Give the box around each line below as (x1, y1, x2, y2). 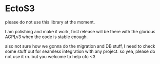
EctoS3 (5, 3, 35, 14)
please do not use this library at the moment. (5, 19, 95, 25)
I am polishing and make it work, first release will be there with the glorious (5, 28, 156, 34)
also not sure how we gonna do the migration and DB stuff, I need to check (5, 43, 155, 49)
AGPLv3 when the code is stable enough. (5, 34, 88, 40)
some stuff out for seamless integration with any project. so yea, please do (5, 48, 155, 54)
